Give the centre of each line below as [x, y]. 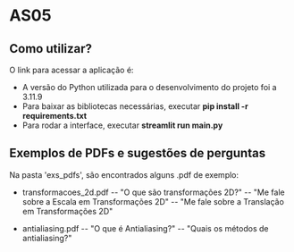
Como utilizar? [50, 49]
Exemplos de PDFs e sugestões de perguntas [138, 153]
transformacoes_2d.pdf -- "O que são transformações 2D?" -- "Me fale [153, 192]
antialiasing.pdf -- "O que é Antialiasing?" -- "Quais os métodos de [145, 228]
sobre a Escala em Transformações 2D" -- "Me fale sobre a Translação [153, 201]
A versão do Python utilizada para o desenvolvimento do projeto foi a [149, 87]
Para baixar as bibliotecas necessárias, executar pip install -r [135, 106]
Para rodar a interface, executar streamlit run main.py [122, 125]
